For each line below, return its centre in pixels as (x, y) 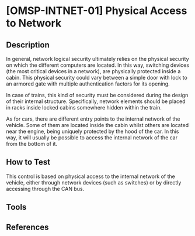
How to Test (28, 162)
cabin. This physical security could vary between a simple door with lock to (97, 78)
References (27, 227)
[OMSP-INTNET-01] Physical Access (97, 11)
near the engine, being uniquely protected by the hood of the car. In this (93, 131)
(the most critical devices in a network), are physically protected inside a (93, 71)
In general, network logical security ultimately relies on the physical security (97, 59)
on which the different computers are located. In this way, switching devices (98, 65)
